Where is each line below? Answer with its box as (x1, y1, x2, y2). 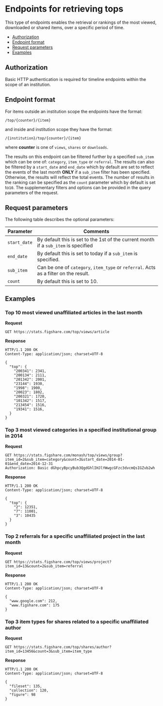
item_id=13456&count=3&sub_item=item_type (5, 649, 92, 654)
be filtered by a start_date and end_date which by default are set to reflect (5, 164, 154, 170)
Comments (83, 228, 110, 235)
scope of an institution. (5, 81, 51, 87)
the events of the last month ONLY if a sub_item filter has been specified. (5, 169, 151, 175)
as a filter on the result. (37, 270, 90, 277)
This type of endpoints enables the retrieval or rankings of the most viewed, (5, 19, 157, 25)
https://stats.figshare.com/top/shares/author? (14, 644, 112, 649)
